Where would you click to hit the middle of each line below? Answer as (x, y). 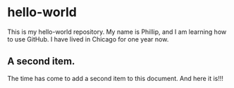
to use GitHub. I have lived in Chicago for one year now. (88, 39)
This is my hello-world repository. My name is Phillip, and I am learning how (117, 32)
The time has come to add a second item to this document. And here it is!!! (116, 78)
